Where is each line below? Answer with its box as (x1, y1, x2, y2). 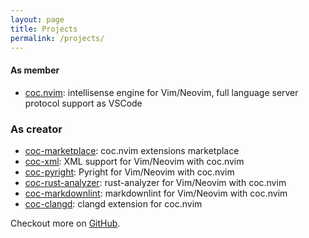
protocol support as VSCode (24, 97, 143, 109)
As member (10, 64, 60, 76)
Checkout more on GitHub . (10, 217, 121, 229)
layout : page (10, 14, 65, 25)
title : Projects (10, 24, 78, 34)
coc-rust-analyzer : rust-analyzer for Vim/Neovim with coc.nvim (24, 176, 287, 188)
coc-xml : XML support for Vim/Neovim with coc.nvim (24, 155, 245, 167)
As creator (10, 122, 63, 136)
